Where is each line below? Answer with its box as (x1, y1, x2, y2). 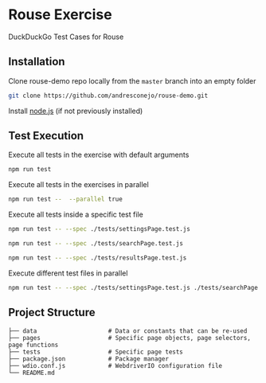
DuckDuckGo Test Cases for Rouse (8, 32, 124, 41)
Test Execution (8, 129, 84, 143)
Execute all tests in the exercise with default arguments (8, 150, 190, 160)
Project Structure (8, 306, 96, 319)
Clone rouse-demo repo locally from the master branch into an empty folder (8, 76, 256, 85)
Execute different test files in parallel (8, 268, 128, 278)
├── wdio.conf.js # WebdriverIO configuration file (8, 362, 223, 369)
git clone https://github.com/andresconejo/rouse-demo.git (8, 92, 209, 100)
